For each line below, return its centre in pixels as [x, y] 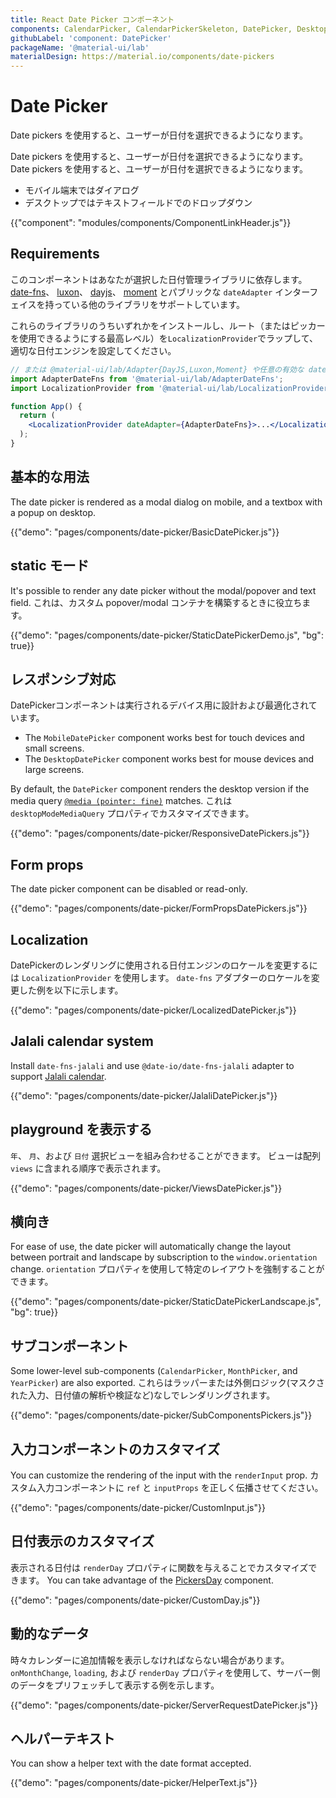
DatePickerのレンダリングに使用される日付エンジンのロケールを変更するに [164, 965]
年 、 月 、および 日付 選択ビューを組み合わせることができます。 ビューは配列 [165, 1155]
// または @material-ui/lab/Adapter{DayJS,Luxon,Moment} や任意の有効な [157, 369]
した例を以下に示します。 [71, 990]
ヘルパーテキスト [63, 1739]
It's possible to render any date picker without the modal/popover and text [163, 590]
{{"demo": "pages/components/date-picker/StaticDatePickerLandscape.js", [166, 1302]
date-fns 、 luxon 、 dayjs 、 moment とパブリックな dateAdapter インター [160, 292]
